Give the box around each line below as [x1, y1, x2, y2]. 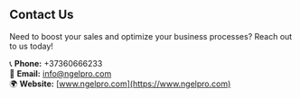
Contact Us [9, 7, 74, 22]
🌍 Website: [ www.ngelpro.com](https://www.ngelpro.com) [9, 78, 231, 89]
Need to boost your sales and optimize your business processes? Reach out [9, 31, 293, 41]
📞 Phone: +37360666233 [9, 58, 103, 68]
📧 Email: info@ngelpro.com [9, 67, 112, 79]
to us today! [9, 40, 54, 51]
